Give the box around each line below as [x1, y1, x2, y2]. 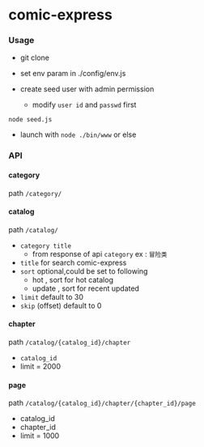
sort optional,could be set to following [19, 266, 148, 276]
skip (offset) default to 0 [19, 300, 102, 310]
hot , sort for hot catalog [32, 275, 113, 284]
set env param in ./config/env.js [19, 69, 126, 79]
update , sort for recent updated [32, 283, 140, 293]
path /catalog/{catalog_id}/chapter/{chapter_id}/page [8, 398, 196, 408]
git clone [19, 53, 50, 62]
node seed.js [8, 116, 53, 124]
